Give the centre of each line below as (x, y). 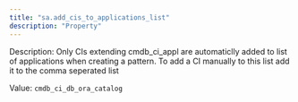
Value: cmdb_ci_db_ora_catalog (66, 88)
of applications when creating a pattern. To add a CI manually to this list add (149, 61)
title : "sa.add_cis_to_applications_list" (89, 17)
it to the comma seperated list (64, 70)
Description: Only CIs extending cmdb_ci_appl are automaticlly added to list (149, 51)
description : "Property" (55, 26)
